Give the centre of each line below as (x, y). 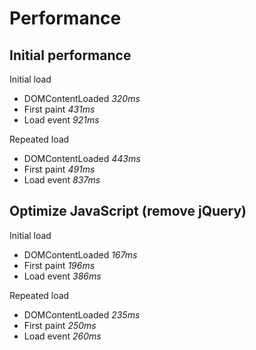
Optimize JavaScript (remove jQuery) (128, 211)
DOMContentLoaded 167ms (80, 254)
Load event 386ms (62, 276)
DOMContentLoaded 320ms (82, 98)
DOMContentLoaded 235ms (82, 314)
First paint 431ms (59, 109)
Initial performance (70, 55)
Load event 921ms (61, 120)
